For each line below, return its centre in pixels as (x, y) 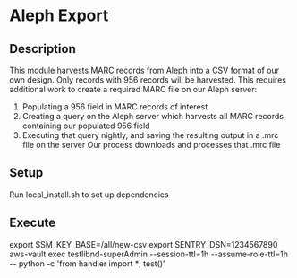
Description (42, 49)
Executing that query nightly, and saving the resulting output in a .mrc (150, 135)
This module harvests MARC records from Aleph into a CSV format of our (144, 70)
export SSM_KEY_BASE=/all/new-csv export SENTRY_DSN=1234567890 (144, 244)
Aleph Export (59, 16)
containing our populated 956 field (86, 126)
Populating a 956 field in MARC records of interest (115, 107)
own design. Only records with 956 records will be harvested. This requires (148, 80)
